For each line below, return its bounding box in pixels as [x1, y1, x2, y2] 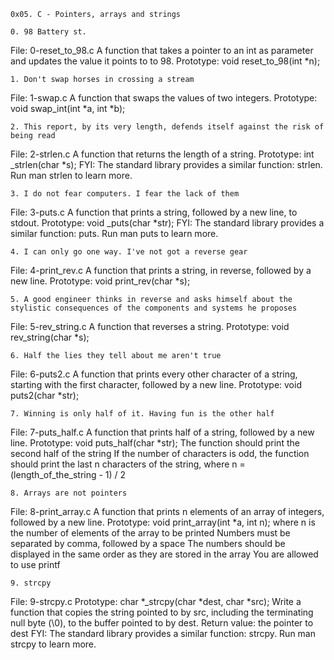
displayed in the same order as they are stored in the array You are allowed [10, 548, 319, 560]
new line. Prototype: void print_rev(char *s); [10, 275, 191, 287]
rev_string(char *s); [10, 331, 90, 343]
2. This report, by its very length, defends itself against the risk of [10, 122, 325, 132]
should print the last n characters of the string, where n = [10, 458, 246, 470]
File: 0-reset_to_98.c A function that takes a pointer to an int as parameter [10, 45, 314, 56]
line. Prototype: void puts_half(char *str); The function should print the [10, 437, 300, 449]
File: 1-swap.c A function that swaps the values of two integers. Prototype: [10, 92, 318, 104]
